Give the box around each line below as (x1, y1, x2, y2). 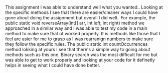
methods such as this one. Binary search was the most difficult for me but (5, 52, 158, 58)
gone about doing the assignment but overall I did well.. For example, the (5, 15, 155, 20)
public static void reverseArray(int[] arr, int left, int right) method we (5, 20, 145, 26)
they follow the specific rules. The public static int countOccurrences (5, 41, 148, 47)
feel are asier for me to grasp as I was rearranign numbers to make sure (5, 36, 153, 42)
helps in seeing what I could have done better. (5, 62, 100, 68)
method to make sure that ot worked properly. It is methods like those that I (5, 31, 160, 36)
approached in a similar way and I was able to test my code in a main (5, 25, 147, 31)
